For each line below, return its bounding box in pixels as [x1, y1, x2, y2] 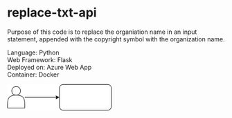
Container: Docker [7, 70, 60, 79]
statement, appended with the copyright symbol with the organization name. [7, 35, 225, 43]
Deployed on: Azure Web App [7, 63, 92, 71]
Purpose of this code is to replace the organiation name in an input [7, 28, 197, 36]
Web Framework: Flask [7, 55, 73, 63]
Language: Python [7, 48, 60, 57]
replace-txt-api [7, 5, 97, 21]
